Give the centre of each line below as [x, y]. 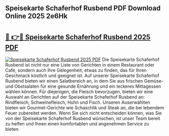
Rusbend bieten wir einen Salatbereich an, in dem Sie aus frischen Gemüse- [84, 81]
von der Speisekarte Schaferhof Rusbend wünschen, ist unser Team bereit [83, 118]
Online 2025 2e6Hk [37, 16]
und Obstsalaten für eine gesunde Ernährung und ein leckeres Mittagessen [83, 86]
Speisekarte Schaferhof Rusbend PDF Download [83, 8]
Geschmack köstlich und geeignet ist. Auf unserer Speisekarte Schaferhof [82, 76]
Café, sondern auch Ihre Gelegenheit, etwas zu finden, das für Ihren [76, 70]
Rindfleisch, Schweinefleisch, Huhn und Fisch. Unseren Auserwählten [78, 102]
